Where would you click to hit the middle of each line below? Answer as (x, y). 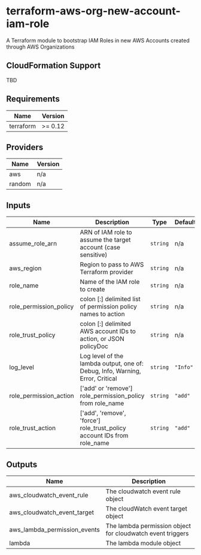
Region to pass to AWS (112, 265)
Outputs (22, 464)
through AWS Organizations (40, 47)
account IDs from (104, 436)
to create (92, 289)
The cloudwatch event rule (143, 491)
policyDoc (94, 346)
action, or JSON (102, 339)
